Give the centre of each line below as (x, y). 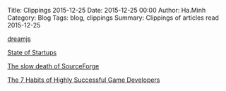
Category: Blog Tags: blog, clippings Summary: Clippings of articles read (113, 18)
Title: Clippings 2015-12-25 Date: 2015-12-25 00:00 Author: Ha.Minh (107, 10)
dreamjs (19, 39)
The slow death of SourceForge (53, 66)
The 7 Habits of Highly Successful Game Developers (84, 80)
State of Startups (32, 53)
